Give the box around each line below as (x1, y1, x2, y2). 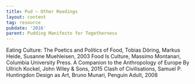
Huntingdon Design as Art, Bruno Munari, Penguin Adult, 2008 (6, 72, 158, 79)
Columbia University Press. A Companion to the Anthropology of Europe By (6, 59, 190, 66)
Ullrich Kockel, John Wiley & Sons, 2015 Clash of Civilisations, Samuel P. (6, 65, 182, 72)
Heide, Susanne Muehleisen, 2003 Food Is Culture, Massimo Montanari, (6, 53, 181, 60)
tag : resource (6, 19, 41, 25)
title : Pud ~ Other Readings (6, 8, 78, 15)
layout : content (6, 14, 46, 20)
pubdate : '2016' (6, 25, 46, 31)
